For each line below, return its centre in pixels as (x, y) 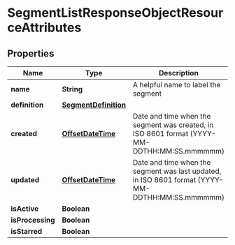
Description (179, 73)
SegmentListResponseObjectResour (115, 13)
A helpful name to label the (177, 85)
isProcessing (33, 220)
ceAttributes (44, 28)
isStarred (27, 231)
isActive (25, 209)
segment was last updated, (177, 171)
